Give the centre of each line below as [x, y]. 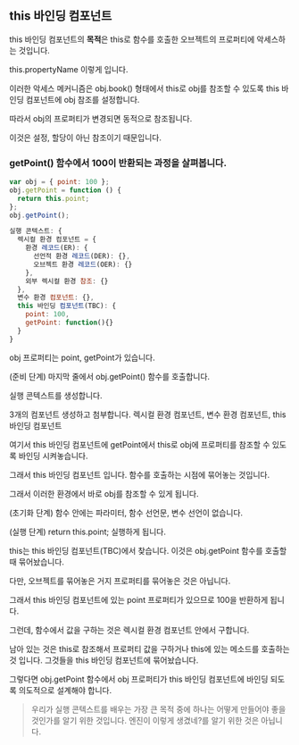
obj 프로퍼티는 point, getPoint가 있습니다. [83, 357]
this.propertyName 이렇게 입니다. [69, 69]
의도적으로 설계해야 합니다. [65, 690]
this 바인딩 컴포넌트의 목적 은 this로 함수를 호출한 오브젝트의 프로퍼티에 [132, 39]
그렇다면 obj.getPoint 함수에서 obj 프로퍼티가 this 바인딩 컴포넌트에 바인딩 [139, 679]
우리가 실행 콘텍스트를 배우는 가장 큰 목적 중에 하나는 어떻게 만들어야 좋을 [158, 709]
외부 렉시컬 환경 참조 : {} [67, 281]
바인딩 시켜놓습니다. [53, 456]
